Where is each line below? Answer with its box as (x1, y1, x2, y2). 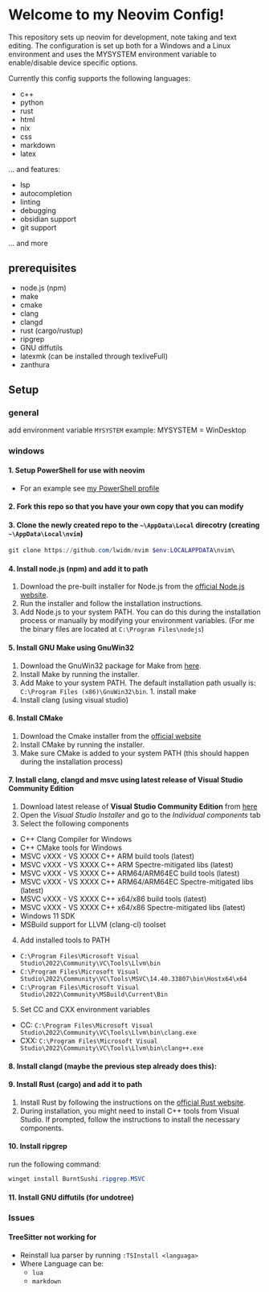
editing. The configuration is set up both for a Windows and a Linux (8, 40, 231, 50)
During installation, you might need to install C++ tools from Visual (19, 1105, 239, 1115)
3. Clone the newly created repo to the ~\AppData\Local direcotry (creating (8, 520, 260, 530)
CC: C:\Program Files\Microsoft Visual (19, 1020, 154, 1030)
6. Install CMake (8, 713, 63, 723)
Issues (8, 1212, 35, 1224)
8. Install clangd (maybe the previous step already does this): (8, 1061, 217, 1071)
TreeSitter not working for (8, 1233, 97, 1242)
